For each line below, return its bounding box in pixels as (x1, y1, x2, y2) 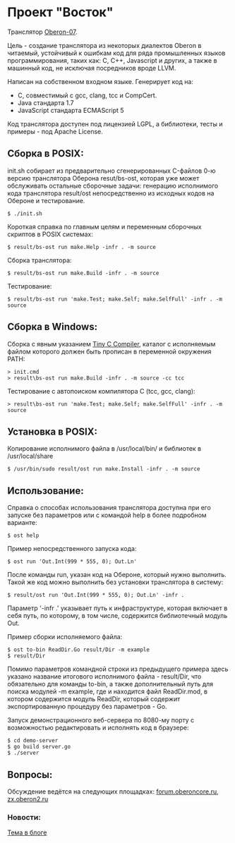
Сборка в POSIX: (7, 147, 84, 159)
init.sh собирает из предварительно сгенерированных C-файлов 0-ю (7, 166, 216, 175)
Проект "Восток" (7, 4, 114, 20)
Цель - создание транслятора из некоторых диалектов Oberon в (7, 41, 202, 49)
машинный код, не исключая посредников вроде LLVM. (7, 63, 176, 72)
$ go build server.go (7, 744, 71, 751)
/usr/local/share (7, 452, 54, 461)
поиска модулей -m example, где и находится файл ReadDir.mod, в (7, 687, 208, 696)
